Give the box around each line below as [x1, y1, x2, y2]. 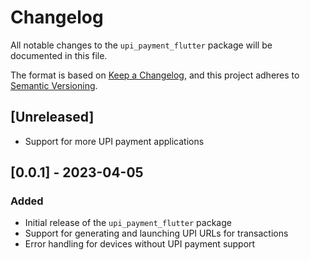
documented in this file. [10, 49, 108, 61]
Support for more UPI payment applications [24, 135, 205, 147]
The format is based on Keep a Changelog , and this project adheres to [10, 69, 300, 81]
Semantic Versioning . [10, 79, 98, 91]
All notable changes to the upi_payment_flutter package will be [10, 39, 273, 51]
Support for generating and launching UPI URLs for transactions [24, 227, 289, 240]
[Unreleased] [10, 109, 95, 126]
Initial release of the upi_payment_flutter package [24, 217, 232, 229]
